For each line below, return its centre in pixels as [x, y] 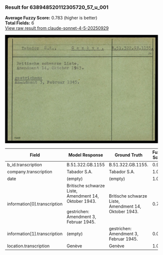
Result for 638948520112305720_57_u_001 [57, 7]
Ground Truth [129, 155]
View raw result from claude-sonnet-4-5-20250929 [57, 28]
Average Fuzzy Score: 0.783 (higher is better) [51, 18]
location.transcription [28, 246]
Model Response [86, 155]
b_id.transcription [24, 164]
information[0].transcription [35, 204]
